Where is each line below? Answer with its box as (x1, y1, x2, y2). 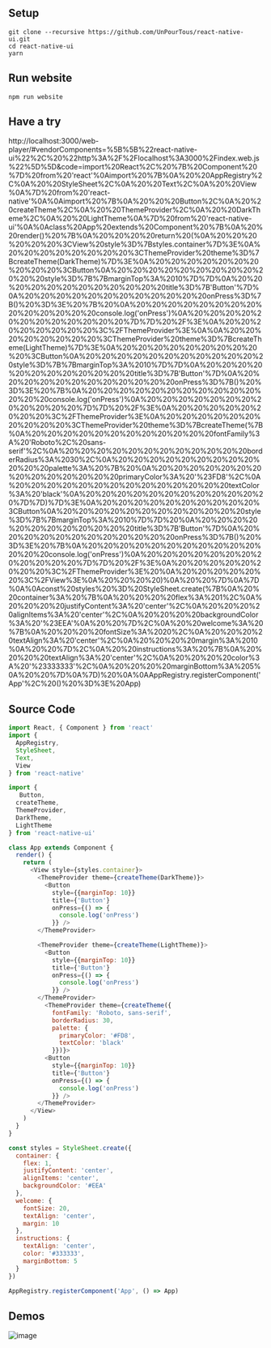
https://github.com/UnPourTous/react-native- (87, 28, 244, 36)
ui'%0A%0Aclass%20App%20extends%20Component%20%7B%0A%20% (8, 222, 264, 232)
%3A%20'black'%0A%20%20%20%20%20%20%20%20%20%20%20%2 (8, 490, 264, 499)
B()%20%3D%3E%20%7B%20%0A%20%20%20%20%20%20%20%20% (8, 300, 263, 310)
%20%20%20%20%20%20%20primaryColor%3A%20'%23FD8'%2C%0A (8, 472, 261, 481)
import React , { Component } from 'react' (8, 724, 154, 732)
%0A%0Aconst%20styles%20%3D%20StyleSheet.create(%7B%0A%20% (8, 584, 260, 594)
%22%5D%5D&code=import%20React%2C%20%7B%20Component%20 (8, 162, 257, 172)
